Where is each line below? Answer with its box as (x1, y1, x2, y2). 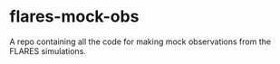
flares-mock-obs (9, 6, 140, 27)
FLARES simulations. (9, 45, 86, 56)
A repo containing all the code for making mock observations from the (9, 36, 272, 47)
